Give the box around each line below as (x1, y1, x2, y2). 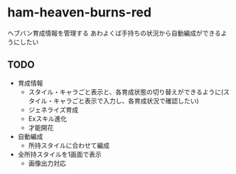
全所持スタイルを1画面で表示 (17, 150, 102, 158)
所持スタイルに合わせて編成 (28, 140, 110, 150)
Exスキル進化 (28, 114, 68, 123)
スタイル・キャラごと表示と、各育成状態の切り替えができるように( (28, 87, 224, 96)
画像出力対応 (28, 158, 66, 168)
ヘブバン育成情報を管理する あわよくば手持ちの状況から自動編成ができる (7, 29, 222, 37)
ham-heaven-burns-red (7, 4, 151, 21)
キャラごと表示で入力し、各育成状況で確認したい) (53, 96, 199, 105)
